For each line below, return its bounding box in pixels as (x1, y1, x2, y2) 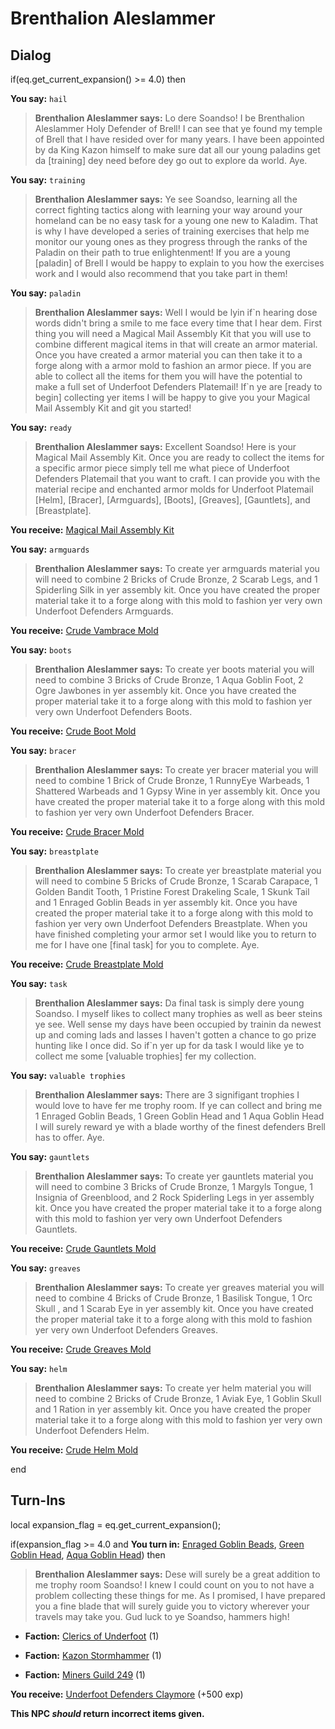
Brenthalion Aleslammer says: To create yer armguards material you (34, 563, 320, 574)
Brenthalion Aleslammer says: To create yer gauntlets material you (34, 1170, 314, 1182)
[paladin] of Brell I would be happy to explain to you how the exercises (34, 257, 325, 269)
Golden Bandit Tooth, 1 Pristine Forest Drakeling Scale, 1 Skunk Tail (34, 886, 310, 897)
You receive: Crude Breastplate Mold (10, 958, 164, 970)
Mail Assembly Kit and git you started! (34, 402, 192, 414)
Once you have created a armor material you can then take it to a (34, 349, 303, 361)
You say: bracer (10, 745, 77, 756)
